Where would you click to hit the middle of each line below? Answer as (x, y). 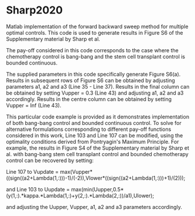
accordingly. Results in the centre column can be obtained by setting (89, 99)
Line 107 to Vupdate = (32, 171)
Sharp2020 (35, 10)
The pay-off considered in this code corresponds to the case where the (92, 50)
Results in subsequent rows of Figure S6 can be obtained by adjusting (91, 80)
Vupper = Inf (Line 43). (34, 105)
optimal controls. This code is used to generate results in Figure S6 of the (95, 32)
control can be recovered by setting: (50, 160)
